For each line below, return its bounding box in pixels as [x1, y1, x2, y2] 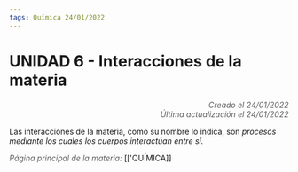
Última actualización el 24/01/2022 [160, 108, 289, 120]
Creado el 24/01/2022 [208, 99, 289, 110]
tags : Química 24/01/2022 [9, 12, 105, 22]
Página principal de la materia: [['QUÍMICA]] [9, 152, 172, 163]
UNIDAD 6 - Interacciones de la [9, 51, 242, 71]
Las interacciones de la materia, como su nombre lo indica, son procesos [9, 126, 277, 137]
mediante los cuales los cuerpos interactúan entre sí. [9, 135, 204, 146]
